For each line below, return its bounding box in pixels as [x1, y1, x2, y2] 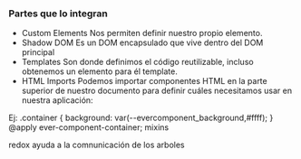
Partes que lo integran [8, 7, 108, 20]
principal [21, 47, 55, 58]
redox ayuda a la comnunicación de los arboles [8, 139, 185, 151]
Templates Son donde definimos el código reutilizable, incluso [21, 57, 255, 68]
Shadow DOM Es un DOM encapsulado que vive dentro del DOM [21, 37, 264, 48]
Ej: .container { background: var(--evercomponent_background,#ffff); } [8, 112, 274, 124]
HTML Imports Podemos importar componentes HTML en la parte [21, 76, 268, 87]
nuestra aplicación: [21, 95, 93, 106]
